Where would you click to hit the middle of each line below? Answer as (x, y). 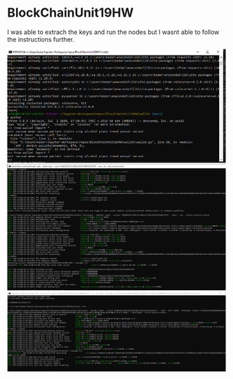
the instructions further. (41, 39)
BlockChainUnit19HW (70, 13)
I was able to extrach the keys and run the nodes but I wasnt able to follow (113, 32)
